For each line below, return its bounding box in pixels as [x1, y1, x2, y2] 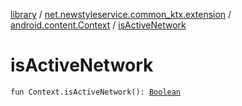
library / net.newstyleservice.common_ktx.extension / [10, 9, 232, 20]
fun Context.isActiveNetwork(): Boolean [10, 87, 182, 97]
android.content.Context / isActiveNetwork [10, 19, 187, 31]
